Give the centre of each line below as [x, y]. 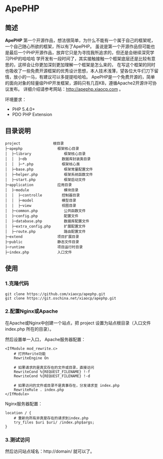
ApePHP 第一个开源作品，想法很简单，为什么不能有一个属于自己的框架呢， [80, 40]
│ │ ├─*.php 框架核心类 [43, 164]
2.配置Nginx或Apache [32, 311]
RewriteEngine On [31, 358]
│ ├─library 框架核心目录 [45, 154]
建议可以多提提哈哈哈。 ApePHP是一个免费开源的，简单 [99, 77]
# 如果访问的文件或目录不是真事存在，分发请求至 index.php [67, 385]
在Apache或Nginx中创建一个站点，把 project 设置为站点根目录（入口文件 [78, 323]
